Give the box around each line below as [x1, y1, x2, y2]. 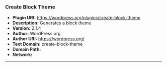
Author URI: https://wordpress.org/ [12, 36, 84, 42]
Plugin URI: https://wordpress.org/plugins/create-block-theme [12, 15, 141, 21]
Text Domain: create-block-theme [12, 41, 83, 47]
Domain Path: [12, 46, 41, 53]
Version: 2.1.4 [12, 25, 41, 31]
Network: [12, 52, 33, 58]
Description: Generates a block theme [12, 20, 91, 26]
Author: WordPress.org [12, 31, 61, 37]
